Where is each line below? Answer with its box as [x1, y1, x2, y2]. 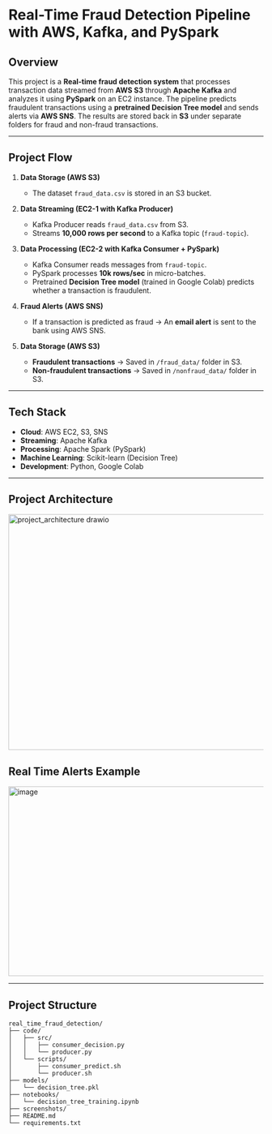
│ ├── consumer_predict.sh [8, 1063, 121, 1071]
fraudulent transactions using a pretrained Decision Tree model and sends [8, 103, 259, 112]
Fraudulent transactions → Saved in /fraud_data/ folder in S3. [32, 357, 243, 367]
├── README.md [8, 1112, 57, 1120]
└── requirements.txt [8, 1119, 82, 1128]
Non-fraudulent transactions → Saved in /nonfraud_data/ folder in [32, 365, 257, 375]
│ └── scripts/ [8, 1055, 67, 1063]
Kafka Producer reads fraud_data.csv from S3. [32, 219, 189, 229]
